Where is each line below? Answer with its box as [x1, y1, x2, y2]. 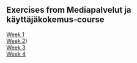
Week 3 [6, 43, 26, 51]
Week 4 [6, 50, 26, 57]
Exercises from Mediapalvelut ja [6, 5, 131, 15]
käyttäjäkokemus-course [6, 15, 105, 25]
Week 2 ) [6, 37, 28, 45]
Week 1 [6, 31, 24, 38]
